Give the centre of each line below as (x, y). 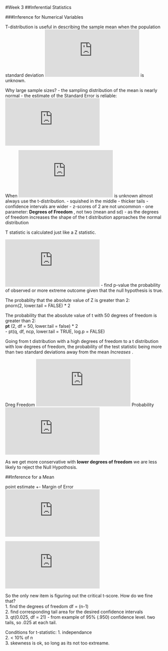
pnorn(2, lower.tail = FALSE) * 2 (38, 306)
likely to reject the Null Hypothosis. (41, 467)
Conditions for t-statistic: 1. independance (49, 632)
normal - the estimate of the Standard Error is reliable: (61, 96)
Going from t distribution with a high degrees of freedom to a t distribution (82, 341)
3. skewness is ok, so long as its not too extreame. (57, 643)
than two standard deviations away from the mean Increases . (69, 352)
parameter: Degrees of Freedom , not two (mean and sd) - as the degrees (82, 212)
